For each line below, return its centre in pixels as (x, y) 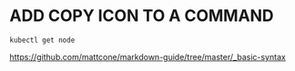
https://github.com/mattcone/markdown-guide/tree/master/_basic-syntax (148, 56)
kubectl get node (42, 40)
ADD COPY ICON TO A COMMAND (142, 16)
